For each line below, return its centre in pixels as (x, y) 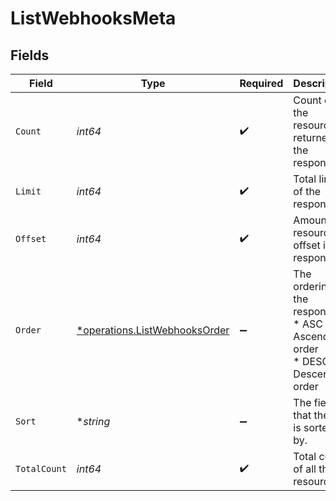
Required (261, 83)
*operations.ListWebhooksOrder (153, 330)
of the (307, 191)
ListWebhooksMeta (93, 18)
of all (305, 469)
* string (93, 421)
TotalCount (41, 468)
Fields (30, 55)
